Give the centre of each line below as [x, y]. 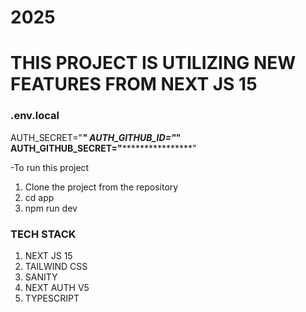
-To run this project [50, 167]
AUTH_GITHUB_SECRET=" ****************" [103, 148]
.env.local [35, 116]
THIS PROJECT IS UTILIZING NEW [153, 63]
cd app [39, 197]
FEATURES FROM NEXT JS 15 [134, 84]
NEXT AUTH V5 [57, 287]
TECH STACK [43, 234]
